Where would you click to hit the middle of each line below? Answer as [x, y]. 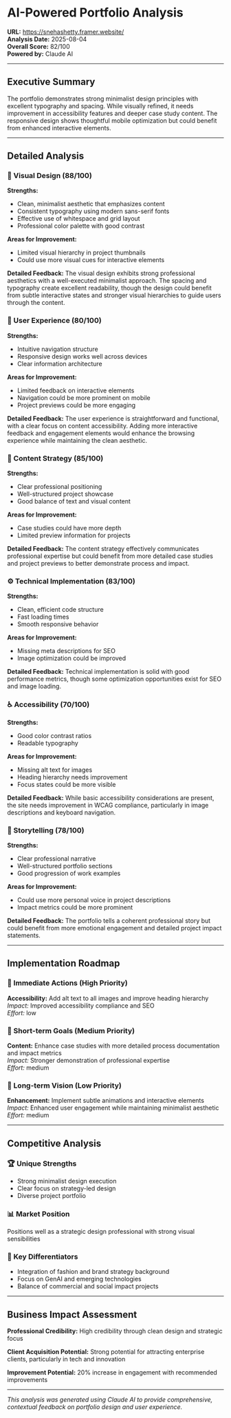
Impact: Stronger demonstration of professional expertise [89, 1060]
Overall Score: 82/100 [38, 46]
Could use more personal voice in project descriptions [94, 900]
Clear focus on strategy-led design [66, 1188]
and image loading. [34, 686]
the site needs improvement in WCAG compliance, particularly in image [108, 805]
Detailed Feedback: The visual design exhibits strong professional [101, 273]
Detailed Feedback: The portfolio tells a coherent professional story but [109, 920]
